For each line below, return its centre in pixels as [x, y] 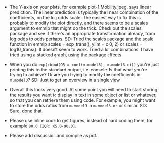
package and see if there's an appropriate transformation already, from [82, 34]
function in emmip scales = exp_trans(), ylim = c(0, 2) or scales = [76, 44]
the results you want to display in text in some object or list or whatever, [83, 95]
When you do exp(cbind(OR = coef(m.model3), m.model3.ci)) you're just [84, 64]
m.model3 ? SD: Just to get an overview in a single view [65, 80]
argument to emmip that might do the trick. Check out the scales [76, 28]
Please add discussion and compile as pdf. [54, 135]
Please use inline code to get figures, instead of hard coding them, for [81, 120]
